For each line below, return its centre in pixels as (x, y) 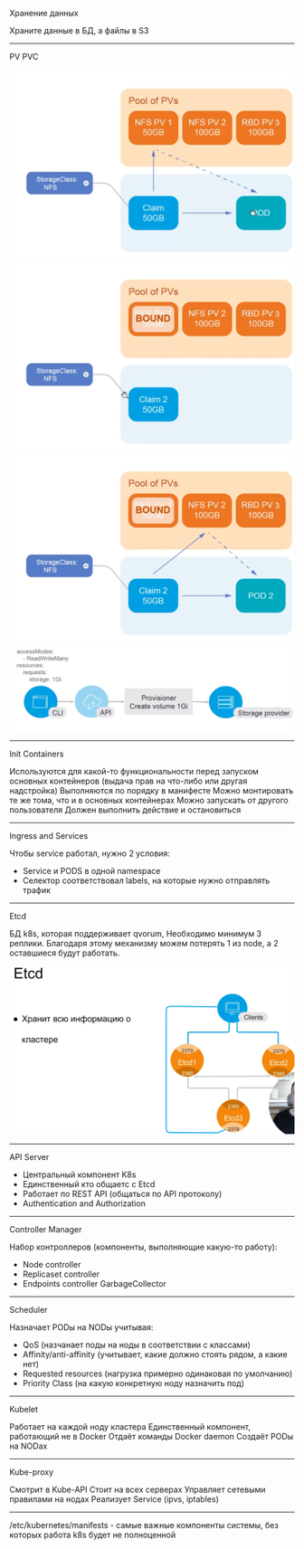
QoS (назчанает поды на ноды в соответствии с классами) (137, 1345)
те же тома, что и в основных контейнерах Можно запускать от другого (149, 801)
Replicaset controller (61, 1274)
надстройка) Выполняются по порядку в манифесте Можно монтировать (152, 791)
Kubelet (24, 1410)
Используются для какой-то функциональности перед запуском (134, 772)
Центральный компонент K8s (79, 1174)
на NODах (28, 1446)
